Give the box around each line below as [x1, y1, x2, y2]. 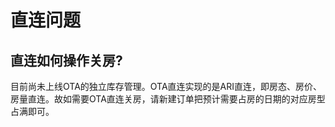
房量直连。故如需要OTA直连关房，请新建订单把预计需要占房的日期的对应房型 [10, 93, 326, 105]
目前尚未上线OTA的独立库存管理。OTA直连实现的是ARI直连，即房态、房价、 [10, 81, 323, 92]
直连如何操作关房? [10, 52, 123, 69]
